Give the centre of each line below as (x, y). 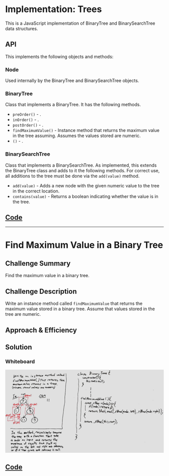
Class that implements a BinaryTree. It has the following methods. (73, 105)
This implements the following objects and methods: (59, 56)
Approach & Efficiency (41, 330)
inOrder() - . (26, 120)
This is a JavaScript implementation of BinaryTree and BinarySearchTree (80, 23)
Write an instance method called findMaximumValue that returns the (74, 304)
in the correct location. (36, 191)
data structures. (22, 28)
